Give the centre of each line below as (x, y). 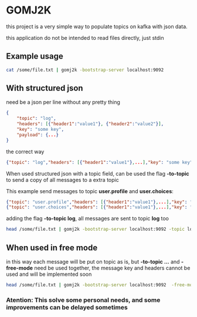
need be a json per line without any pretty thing (63, 102)
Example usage (35, 56)
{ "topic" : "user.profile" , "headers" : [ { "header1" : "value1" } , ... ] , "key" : (97, 202)
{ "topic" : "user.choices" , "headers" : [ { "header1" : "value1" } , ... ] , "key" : (97, 207)
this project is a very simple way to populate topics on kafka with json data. (97, 26)
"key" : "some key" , (40, 130)
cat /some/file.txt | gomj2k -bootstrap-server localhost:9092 (85, 70)
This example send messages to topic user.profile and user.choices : (90, 191)
